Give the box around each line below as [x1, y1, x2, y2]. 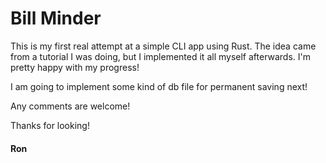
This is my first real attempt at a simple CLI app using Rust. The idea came [10, 40, 317, 52]
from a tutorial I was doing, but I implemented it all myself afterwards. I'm [10, 50, 312, 62]
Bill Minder [10, 7, 102, 30]
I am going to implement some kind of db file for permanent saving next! [10, 80, 308, 92]
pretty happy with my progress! [10, 61, 140, 73]
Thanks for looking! [10, 119, 90, 131]
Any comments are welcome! [10, 100, 131, 112]
